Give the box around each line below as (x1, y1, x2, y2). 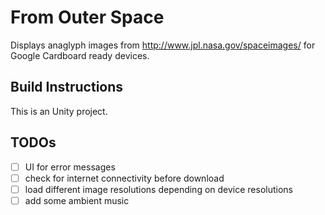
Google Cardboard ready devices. (10, 49, 150, 61)
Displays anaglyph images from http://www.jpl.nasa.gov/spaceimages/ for (10, 39, 316, 51)
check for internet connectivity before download (24, 172, 225, 184)
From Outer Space (10, 6, 165, 29)
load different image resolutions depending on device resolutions (24, 183, 294, 195)
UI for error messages (24, 161, 116, 173)
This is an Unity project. (10, 105, 108, 117)
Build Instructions (10, 79, 124, 96)
